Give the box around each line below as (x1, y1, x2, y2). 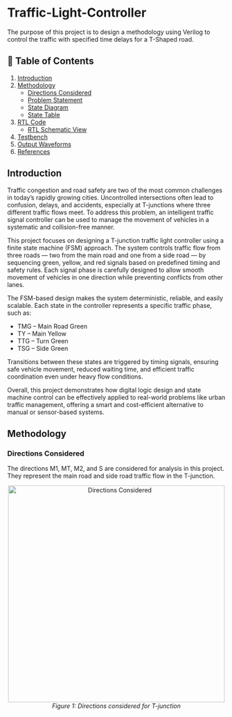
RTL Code (17, 118, 46, 126)
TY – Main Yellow (17, 329, 67, 338)
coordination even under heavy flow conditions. (7, 372, 143, 381)
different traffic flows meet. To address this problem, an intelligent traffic (7, 208, 215, 216)
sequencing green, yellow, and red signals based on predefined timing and (7, 258, 220, 266)
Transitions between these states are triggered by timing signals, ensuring (7, 357, 219, 365)
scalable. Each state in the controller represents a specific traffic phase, (7, 301, 213, 309)
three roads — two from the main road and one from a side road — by (7, 251, 206, 259)
